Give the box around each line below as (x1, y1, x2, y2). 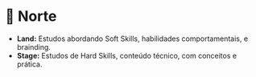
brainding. (16, 42, 52, 51)
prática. (16, 59, 43, 69)
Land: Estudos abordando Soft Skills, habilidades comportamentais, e (16, 34, 249, 43)
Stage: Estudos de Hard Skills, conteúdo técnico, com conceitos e (16, 51, 237, 60)
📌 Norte (5, 7, 57, 26)
